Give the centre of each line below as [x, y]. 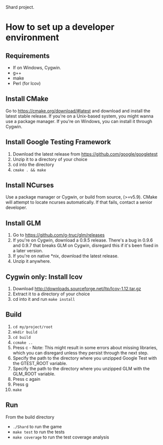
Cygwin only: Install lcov [44, 277]
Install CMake [27, 99]
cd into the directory [33, 164]
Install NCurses [30, 185]
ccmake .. [23, 343]
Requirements [28, 56]
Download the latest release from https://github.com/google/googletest [85, 154]
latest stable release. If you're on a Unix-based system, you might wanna [80, 116]
